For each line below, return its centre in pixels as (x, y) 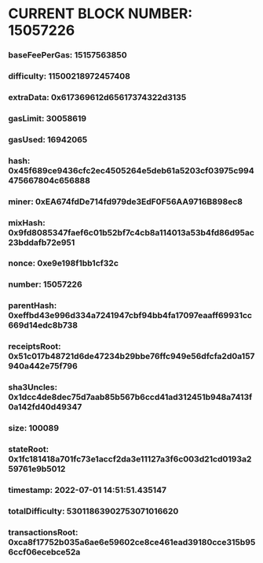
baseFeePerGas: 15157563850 (68, 55)
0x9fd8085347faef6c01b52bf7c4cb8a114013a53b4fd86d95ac (131, 232)
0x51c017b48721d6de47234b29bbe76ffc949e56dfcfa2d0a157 (131, 357)
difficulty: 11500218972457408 (69, 76)
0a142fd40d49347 (45, 407)
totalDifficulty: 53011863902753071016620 (93, 511)
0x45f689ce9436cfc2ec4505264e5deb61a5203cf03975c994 (131, 170)
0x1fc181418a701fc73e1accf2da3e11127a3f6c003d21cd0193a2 (130, 459)
